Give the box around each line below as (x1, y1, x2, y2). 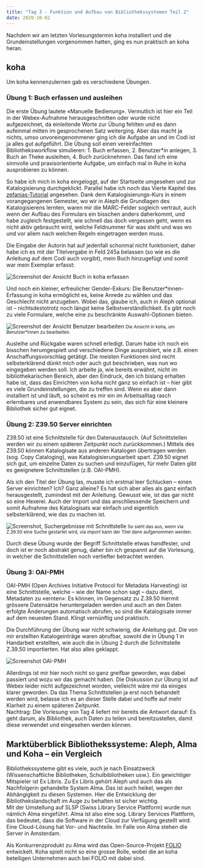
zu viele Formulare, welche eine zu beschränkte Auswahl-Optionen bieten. (6, 311, 194, 318)
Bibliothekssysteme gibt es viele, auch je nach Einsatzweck (6, 765, 155, 772)
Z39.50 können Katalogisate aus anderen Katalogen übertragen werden (6, 447, 186, 454)
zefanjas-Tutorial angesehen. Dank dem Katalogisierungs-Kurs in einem (6, 191, 187, 198)
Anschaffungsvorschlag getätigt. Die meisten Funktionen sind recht (6, 353, 175, 360)
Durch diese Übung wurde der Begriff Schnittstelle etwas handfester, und (6, 539, 191, 547)
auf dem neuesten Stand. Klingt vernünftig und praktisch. (6, 614, 150, 622)
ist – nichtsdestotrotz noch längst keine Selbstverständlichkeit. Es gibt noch (6, 304, 196, 312)
